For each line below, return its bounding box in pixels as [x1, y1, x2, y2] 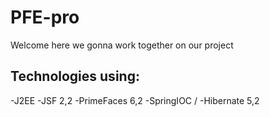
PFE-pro [10, 6, 80, 29]
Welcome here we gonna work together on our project [10, 39, 234, 51]
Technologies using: [10, 68, 140, 85]
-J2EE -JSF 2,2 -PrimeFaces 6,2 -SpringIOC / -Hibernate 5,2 [10, 94, 260, 106]
